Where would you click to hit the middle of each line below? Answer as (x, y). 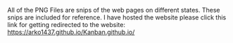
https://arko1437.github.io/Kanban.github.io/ (71, 32)
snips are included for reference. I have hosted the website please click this (117, 17)
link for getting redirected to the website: (66, 25)
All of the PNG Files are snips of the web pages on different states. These (114, 10)
